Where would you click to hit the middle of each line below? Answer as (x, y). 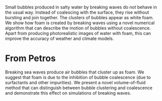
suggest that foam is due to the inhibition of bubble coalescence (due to (78, 77)
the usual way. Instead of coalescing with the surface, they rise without (77, 12)
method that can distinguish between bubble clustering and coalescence (79, 88)
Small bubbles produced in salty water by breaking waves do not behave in (81, 7)
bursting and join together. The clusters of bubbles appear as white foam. (80, 17)
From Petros (30, 58)
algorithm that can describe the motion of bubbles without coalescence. (78, 28)
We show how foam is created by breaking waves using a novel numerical (80, 23)
